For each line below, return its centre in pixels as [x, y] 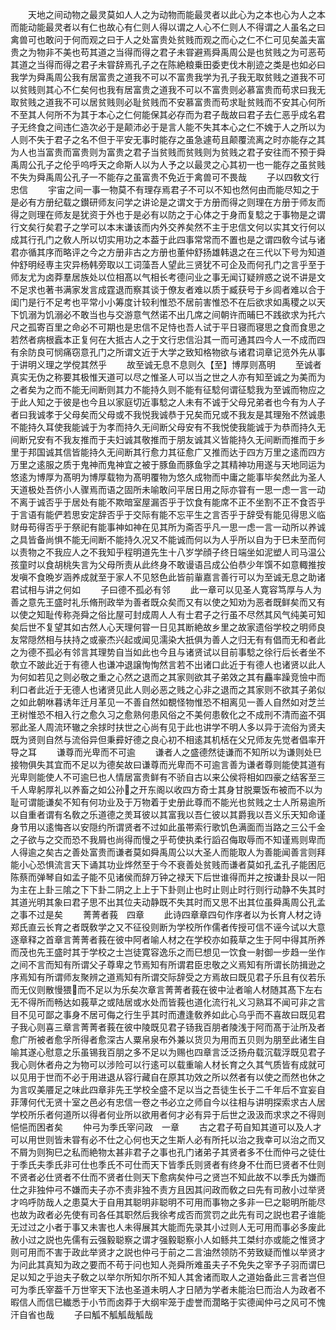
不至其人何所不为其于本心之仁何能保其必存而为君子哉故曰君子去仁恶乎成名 [163, 114]
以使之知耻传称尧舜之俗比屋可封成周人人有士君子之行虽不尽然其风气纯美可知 [168, 614]
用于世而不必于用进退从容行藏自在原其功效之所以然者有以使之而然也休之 [176, 1077]
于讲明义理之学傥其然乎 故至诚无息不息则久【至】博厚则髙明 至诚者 [166, 364]
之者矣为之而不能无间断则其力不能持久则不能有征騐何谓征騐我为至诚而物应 [163, 389]
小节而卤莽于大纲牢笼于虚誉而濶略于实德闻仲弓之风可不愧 [207, 1302]
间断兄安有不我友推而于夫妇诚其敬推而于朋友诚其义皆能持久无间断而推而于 [163, 439]
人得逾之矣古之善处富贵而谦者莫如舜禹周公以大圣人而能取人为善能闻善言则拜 [168, 852]
